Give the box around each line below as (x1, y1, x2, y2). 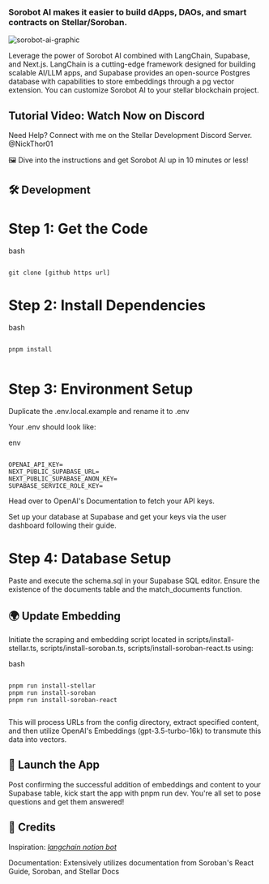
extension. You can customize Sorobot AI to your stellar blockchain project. (8, 85, 259, 95)
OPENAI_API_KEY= (8, 461, 63, 469)
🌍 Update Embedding (8, 609, 122, 623)
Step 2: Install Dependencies (8, 295, 207, 314)
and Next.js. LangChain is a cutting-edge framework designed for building (8, 59, 257, 69)
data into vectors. (8, 735, 67, 744)
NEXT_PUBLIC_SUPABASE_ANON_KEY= (8, 475, 117, 483)
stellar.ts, (8, 644, 39, 653)
